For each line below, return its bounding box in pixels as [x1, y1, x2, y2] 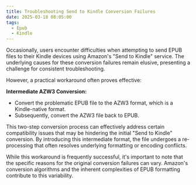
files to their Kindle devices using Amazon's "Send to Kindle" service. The [6, 53, 184, 60]
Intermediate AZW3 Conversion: [6, 88, 87, 95]
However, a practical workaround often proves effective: [6, 77, 142, 84]
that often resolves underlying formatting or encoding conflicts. [34, 142, 187, 149]
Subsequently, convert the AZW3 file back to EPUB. [14, 112, 139, 119]
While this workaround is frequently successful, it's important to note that [6, 153, 183, 160]
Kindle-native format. [14, 106, 66, 113]
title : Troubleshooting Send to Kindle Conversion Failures [6, 8, 156, 15]
